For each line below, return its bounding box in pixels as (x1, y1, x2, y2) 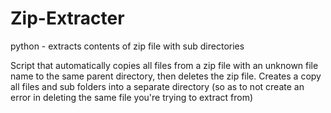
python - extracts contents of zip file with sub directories (10, 40, 245, 52)
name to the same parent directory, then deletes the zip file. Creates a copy (10, 70, 322, 82)
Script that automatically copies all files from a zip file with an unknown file (10, 59, 319, 71)
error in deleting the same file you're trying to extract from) (10, 91, 254, 103)
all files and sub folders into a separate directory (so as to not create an (10, 80, 305, 92)
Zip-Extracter (10, 7, 125, 30)
